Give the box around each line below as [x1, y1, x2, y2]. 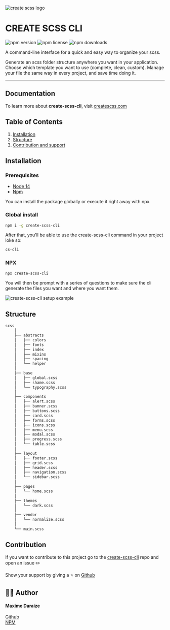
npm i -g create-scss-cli [5, 223, 60, 228]
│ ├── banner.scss [14, 404, 58, 409]
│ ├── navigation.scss [14, 470, 67, 475]
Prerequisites [5, 172, 39, 179]
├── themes [14, 498, 37, 503]
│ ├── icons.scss [14, 422, 56, 428]
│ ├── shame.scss [14, 380, 56, 385]
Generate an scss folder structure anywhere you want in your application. [5, 59, 158, 65]
